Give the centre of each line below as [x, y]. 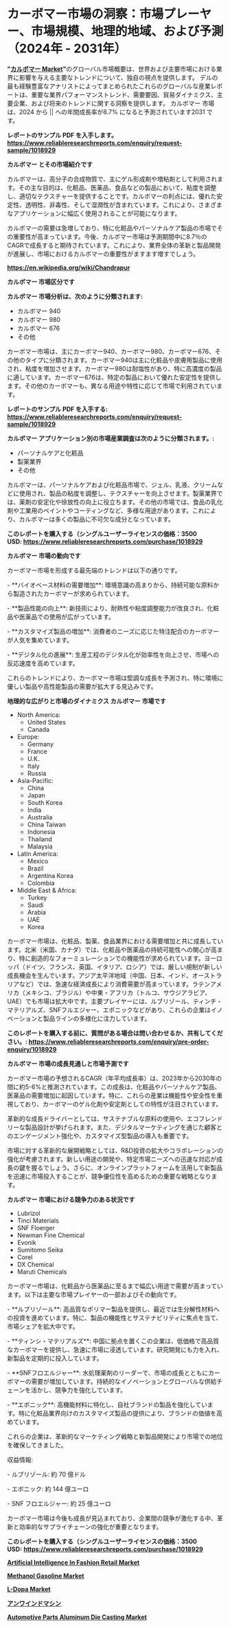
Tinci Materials [38, 1220]
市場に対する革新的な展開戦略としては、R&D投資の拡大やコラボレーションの [115, 1150]
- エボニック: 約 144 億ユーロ [48, 1489]
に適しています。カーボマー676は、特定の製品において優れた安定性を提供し [114, 377]
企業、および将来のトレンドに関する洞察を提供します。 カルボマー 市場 [114, 103]
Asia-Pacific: [35, 780]
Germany [40, 744]
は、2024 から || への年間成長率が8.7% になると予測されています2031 [106, 111]
